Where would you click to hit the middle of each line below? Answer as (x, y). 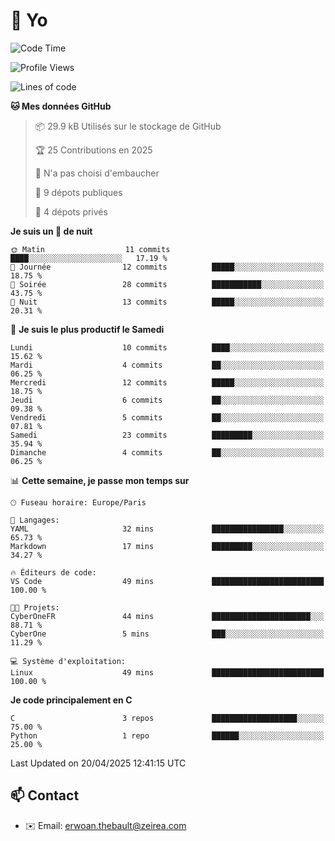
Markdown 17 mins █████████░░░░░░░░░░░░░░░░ (167, 546)
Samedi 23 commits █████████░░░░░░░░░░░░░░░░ (167, 435)
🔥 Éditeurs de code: (53, 572)
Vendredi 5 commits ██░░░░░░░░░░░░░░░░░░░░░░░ (167, 417)
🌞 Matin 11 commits (90, 249)
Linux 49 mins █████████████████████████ (167, 672)
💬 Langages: (35, 520)
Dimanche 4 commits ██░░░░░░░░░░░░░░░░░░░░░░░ (167, 452)
